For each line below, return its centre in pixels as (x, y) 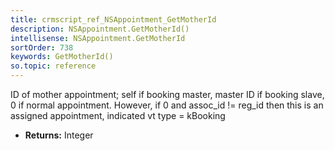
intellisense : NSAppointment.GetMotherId (98, 38)
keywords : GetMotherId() (62, 57)
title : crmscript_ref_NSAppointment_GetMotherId (113, 19)
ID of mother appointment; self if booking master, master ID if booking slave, (167, 94)
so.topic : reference (53, 66)
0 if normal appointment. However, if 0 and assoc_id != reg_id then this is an (167, 105)
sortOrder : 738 (42, 47)
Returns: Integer (59, 135)
